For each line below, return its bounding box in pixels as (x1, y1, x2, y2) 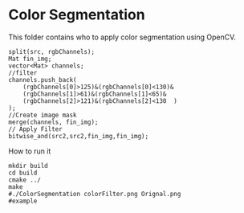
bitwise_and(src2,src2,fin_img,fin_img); (8, 132, 149, 140)
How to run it (8, 146, 51, 156)
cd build (8, 169, 38, 177)
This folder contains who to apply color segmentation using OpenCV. (8, 32, 237, 42)
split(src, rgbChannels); (8, 47, 95, 55)
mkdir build (8, 162, 48, 170)
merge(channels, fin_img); (8, 118, 99, 126)
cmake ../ (8, 175, 42, 184)
